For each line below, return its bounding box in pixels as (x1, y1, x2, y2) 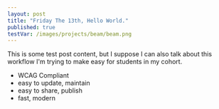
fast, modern (17, 94, 55, 103)
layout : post (7, 10, 46, 18)
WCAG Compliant (17, 71, 70, 80)
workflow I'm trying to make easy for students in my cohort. (7, 58, 183, 66)
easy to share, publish (17, 86, 83, 95)
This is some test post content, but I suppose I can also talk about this (7, 50, 212, 58)
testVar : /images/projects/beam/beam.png (7, 30, 132, 38)
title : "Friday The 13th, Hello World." (7, 17, 129, 24)
